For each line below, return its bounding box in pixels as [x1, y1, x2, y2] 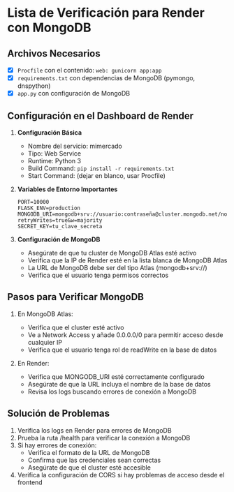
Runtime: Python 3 [27, 157, 82, 165]
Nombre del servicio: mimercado [27, 142, 122, 150]
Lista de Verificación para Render [7, 5, 205, 21]
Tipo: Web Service [27, 149, 82, 158]
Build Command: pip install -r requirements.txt [27, 164, 175, 172]
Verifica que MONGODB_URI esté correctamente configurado [27, 372, 205, 381]
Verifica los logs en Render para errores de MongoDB [17, 426, 173, 434]
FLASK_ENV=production [17, 204, 80, 211]
